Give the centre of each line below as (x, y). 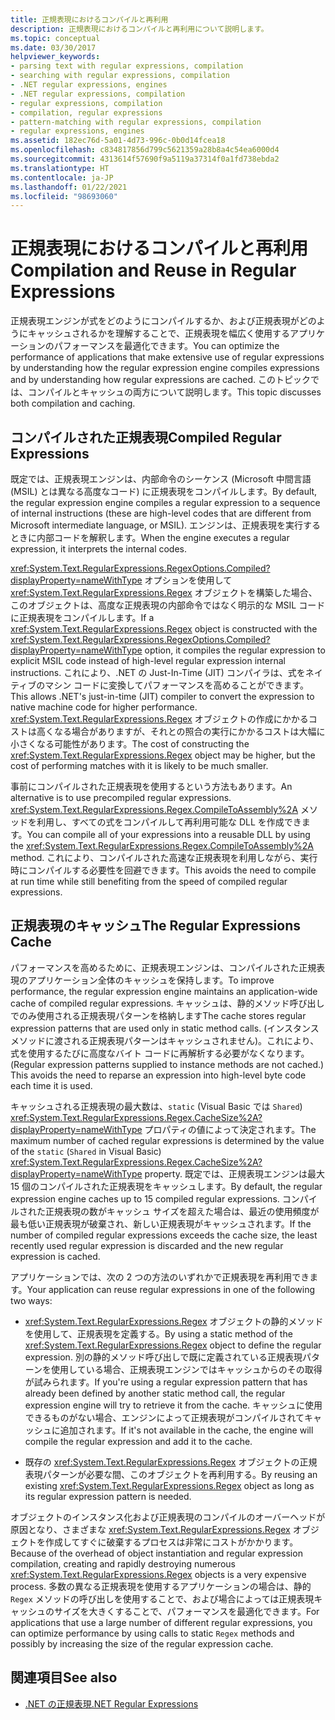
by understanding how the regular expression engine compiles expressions (165, 368)
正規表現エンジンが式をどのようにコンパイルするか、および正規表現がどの (163, 321)
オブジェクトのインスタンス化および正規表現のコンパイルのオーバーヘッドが (168, 1517)
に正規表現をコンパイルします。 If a (82, 617)
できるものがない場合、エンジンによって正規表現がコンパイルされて (164, 1417)
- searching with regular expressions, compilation (120, 76)
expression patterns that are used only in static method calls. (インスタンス (165, 1028)
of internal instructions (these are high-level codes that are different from (161, 513)
